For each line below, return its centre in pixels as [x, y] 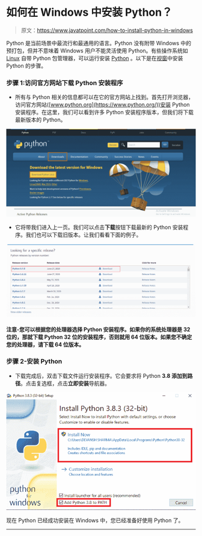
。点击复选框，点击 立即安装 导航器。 [65, 383]
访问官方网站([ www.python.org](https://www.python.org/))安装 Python [103, 105]
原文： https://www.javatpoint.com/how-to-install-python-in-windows [107, 30]
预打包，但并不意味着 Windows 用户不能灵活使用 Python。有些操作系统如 [97, 50]
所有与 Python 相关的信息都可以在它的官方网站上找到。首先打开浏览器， [104, 97]
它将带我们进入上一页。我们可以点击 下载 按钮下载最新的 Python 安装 [99, 227]
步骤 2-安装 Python [34, 362]
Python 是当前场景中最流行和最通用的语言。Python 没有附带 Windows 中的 [99, 43]
